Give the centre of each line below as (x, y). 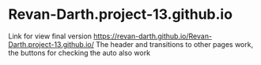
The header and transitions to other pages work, (175, 44)
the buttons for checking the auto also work (79, 52)
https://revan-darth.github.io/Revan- (153, 36)
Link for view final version (50, 36)
